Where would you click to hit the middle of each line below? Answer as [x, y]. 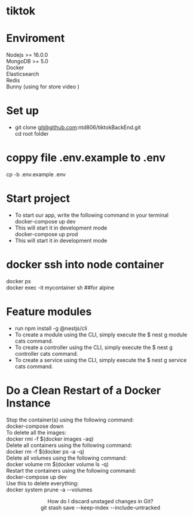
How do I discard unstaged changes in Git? [100, 501]
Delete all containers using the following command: [69, 445]
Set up [22, 111]
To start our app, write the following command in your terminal [92, 215]
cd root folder [32, 134]
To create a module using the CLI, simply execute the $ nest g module [101, 334]
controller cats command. [47, 353]
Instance [28, 403]
